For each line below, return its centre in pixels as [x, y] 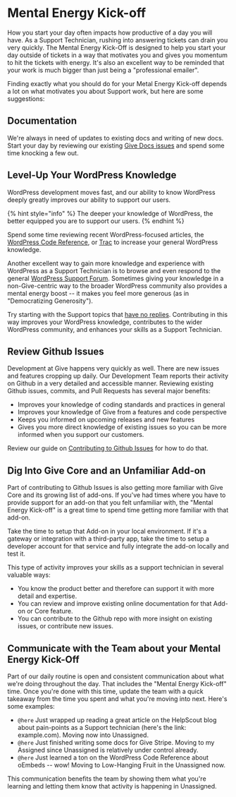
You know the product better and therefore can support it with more [116, 589]
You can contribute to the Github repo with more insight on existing [115, 618]
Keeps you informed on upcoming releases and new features [106, 420]
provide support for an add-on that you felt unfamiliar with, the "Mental [110, 503]
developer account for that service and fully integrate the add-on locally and [118, 546]
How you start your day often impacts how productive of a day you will [110, 32]
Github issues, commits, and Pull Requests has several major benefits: [109, 391]
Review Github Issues [56, 351]
